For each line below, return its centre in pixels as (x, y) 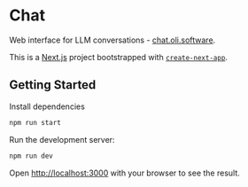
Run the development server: (62, 139)
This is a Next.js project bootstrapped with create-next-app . (119, 57)
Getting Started (53, 85)
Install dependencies (47, 106)
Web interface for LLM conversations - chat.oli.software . (112, 40)
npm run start (35, 122)
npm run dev (31, 156)
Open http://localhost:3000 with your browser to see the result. (125, 173)
